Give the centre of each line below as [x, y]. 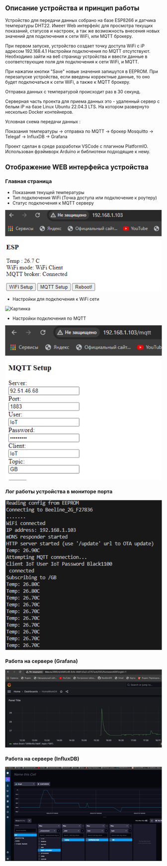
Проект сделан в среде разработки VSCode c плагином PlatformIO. [77, 146]
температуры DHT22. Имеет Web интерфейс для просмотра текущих [79, 25]
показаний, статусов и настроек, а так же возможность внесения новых [83, 31]
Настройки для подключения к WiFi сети [56, 299]
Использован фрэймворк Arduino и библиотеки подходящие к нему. [78, 151]
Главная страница [29, 182]
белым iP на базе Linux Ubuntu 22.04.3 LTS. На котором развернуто [77, 106]
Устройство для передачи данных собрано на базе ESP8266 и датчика [81, 20]
